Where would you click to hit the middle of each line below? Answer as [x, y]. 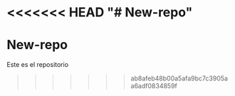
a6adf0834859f [154, 86]
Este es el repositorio [38, 65]
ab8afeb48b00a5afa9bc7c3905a [179, 78]
